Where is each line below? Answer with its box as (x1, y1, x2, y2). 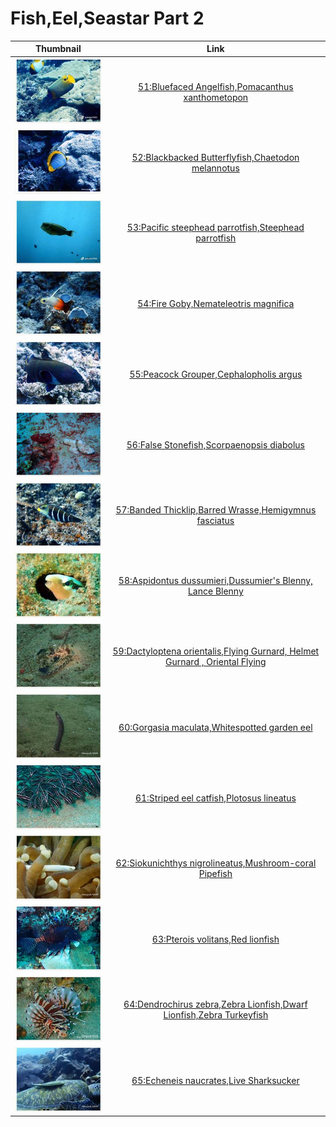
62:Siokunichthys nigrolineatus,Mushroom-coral (115, 857, 317, 869)
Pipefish (198, 868, 233, 880)
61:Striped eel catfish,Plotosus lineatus (134, 792, 297, 804)
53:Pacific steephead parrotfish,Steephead (126, 222, 305, 234)
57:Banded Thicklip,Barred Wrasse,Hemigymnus (115, 504, 317, 516)
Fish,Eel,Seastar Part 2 (10, 7, 205, 30)
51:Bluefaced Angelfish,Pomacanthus (138, 80, 294, 92)
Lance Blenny (187, 585, 244, 597)
